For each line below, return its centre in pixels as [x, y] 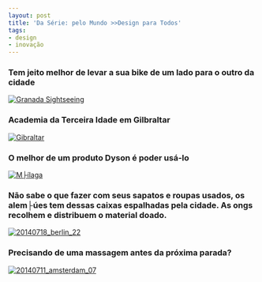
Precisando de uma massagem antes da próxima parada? [120, 253]
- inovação [26, 45]
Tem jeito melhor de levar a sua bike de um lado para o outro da [131, 73]
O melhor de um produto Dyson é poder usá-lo [99, 157]
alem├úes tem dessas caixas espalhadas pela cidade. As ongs [131, 205]
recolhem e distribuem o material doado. [88, 215]
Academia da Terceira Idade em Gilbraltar [90, 120]
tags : [17, 30]
